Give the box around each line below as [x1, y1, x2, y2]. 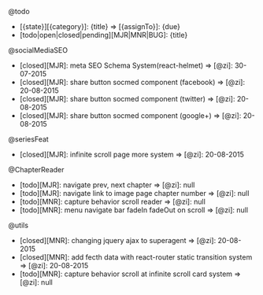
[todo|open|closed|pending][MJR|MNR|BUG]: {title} [19, 31, 188, 39]
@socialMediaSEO [8, 46, 69, 54]
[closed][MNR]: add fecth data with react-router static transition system [19, 253, 253, 262]
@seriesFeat [8, 135, 49, 144]
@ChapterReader [8, 165, 65, 174]
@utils [8, 220, 29, 230]
